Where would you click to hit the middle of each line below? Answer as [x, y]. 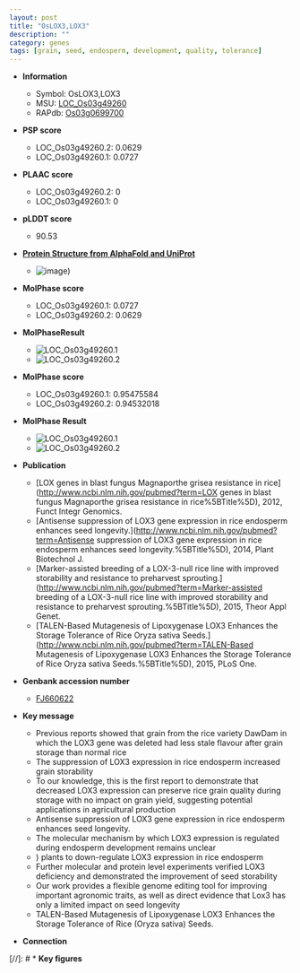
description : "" [39, 34]
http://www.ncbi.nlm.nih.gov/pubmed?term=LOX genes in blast [155, 492]
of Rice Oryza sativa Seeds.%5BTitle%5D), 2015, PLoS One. [146, 664]
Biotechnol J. [60, 559]
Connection [44, 942]
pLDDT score [47, 219]
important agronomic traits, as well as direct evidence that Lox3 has [161, 895]
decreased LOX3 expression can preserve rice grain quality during [158, 791]
